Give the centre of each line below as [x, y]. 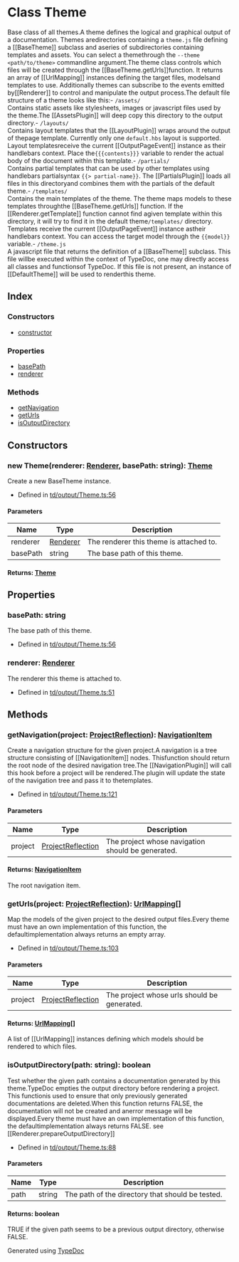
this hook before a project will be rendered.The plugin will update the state [116, 773]
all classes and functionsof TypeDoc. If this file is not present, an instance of [119, 266]
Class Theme [47, 12]
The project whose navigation [155, 841]
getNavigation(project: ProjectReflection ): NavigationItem [110, 735]
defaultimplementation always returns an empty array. [86, 935]
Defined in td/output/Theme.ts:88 [67, 1147]
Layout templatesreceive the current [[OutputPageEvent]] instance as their [117, 145]
